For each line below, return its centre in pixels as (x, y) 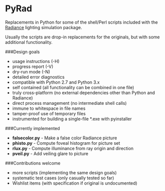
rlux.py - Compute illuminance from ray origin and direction (73, 148)
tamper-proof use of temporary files (49, 113)
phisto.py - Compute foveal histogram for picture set (66, 143)
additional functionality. (29, 42)
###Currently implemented (33, 128)
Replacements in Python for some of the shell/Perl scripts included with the (82, 22)
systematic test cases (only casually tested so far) (63, 178)
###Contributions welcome (33, 163)
